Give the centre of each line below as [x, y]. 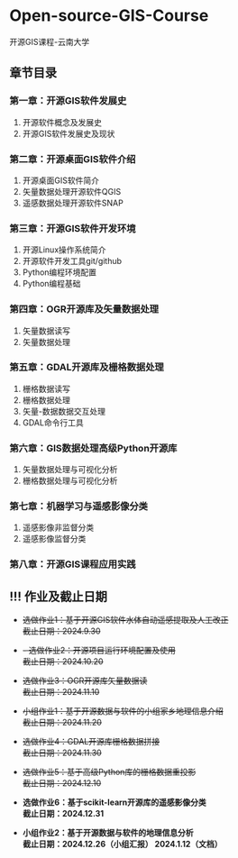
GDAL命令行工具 [53, 422]
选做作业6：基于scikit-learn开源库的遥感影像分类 [114, 802]
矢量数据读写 [46, 331]
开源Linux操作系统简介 [64, 250]
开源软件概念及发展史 [62, 122]
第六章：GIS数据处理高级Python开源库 [93, 448]
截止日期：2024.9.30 [61, 631]
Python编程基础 [51, 284]
